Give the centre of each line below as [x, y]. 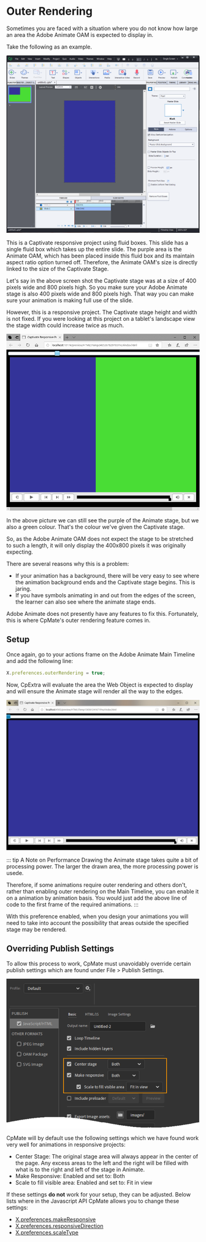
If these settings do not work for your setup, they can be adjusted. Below [99, 1195]
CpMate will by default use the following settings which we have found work [103, 1138]
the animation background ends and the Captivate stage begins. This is [105, 582]
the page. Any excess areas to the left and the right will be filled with [102, 1163]
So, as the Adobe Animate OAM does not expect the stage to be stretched [100, 538]
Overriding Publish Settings [60, 949]
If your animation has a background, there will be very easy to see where [107, 575]
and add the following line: [40, 661]
